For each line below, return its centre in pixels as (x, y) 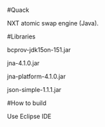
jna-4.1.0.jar (23, 63)
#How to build (27, 103)
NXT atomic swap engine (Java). (53, 23)
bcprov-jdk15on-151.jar (39, 50)
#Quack (18, 10)
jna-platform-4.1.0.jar (36, 76)
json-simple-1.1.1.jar (34, 90)
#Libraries (21, 36)
